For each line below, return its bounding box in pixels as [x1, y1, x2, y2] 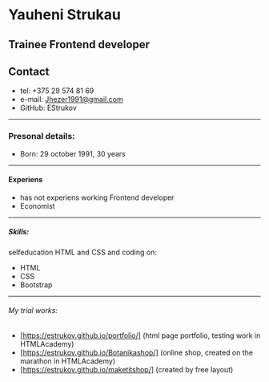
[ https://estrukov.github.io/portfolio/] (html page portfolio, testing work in [19, 331, 261, 340]
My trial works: [8, 306, 58, 315]
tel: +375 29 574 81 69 [19, 86, 94, 95]
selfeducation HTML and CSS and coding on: [8, 247, 158, 257]
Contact [8, 64, 50, 78]
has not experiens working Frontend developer [19, 193, 175, 202]
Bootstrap [19, 279, 53, 290]
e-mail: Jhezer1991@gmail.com [19, 95, 123, 104]
